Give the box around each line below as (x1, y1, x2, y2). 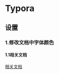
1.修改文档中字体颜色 (5, 39, 54, 46)
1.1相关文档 (5, 52, 27, 58)
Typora (5, 3, 35, 14)
